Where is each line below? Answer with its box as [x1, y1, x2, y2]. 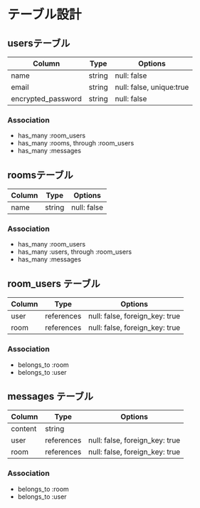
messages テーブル [7, 390, 94, 403]
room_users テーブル [7, 277, 101, 289]
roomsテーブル [7, 169, 73, 181]
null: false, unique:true [115, 83, 189, 92]
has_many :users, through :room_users [17, 247, 132, 256]
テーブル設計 [7, 6, 82, 23]
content [11, 424, 37, 434]
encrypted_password [11, 94, 82, 103]
